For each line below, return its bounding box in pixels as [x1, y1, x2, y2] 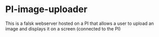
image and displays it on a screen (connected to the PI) [5, 25, 121, 31]
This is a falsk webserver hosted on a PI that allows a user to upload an [5, 20, 154, 26]
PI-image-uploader [5, 4, 88, 15]
